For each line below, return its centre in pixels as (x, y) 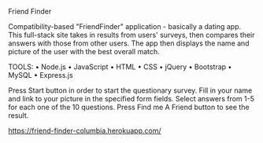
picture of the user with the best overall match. (84, 51)
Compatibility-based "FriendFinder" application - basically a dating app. (125, 26)
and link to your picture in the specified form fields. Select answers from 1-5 (131, 99)
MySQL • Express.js (41, 75)
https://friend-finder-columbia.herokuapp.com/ (85, 130)
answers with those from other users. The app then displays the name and (129, 43)
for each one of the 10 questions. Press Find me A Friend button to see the (129, 107)
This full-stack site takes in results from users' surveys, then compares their (131, 35)
